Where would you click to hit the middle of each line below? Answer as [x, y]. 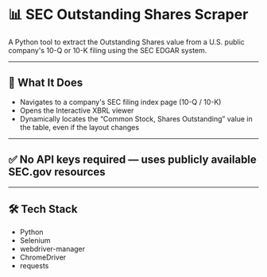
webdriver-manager [52, 249]
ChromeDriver [43, 257]
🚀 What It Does [46, 83]
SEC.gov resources [57, 172]
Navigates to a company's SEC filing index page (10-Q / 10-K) [120, 102]
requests [34, 266]
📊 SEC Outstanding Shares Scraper [128, 15]
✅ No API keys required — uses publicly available [132, 160]
